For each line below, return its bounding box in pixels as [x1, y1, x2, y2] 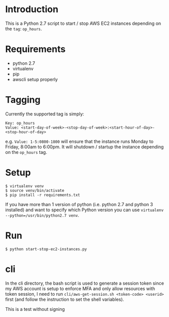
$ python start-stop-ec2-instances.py [5, 247, 87, 252]
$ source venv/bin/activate [5, 188, 65, 193]
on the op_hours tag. [5, 149, 47, 155]
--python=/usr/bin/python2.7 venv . [5, 212, 79, 218]
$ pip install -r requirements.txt [5, 192, 80, 197]
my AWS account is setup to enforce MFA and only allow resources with [5, 285, 155, 292]
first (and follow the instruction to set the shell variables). [5, 296, 124, 302]
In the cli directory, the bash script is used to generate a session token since [5, 280, 164, 286]
